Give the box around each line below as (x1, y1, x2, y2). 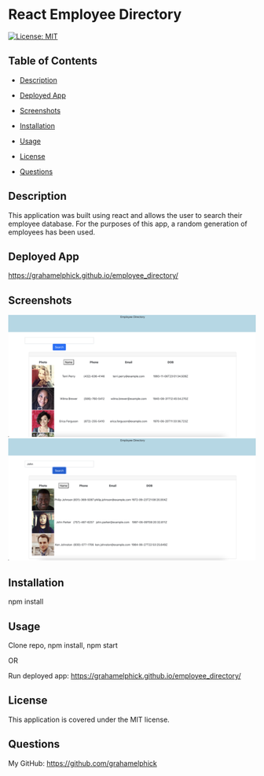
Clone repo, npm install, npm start (8, 640, 118, 650)
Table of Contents (8, 54, 98, 68)
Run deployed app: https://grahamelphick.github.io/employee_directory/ (8, 671, 241, 680)
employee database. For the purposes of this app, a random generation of (8, 219, 247, 228)
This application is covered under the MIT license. (8, 715, 170, 724)
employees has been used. (8, 227, 96, 237)
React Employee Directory (8, 6, 182, 24)
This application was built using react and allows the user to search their (8, 210, 243, 220)
